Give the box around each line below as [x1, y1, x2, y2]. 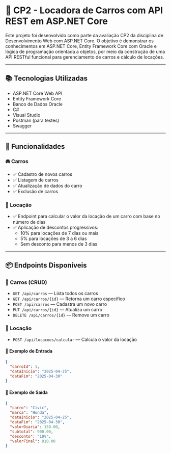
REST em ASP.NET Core [5, 15, 108, 27]
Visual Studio [12, 112, 41, 118]
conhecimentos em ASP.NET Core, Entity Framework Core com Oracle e [5, 43, 157, 49]
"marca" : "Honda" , [10, 410, 49, 415]
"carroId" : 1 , [10, 364, 40, 369]
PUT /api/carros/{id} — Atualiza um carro [12, 307, 103, 313]
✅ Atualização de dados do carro [12, 183, 82, 189]
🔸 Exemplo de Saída [5, 389, 48, 395]
